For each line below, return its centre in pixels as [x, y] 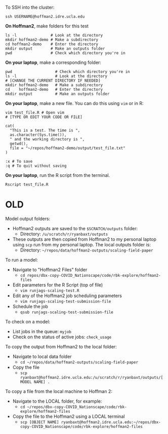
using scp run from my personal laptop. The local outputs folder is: [81, 244]
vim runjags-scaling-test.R [50, 291]
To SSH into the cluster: [30, 7]
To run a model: [22, 260]
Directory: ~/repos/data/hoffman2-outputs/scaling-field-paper [87, 250]
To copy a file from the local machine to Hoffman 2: [59, 391]
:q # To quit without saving [36, 166]
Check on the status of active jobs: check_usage [62, 337]
